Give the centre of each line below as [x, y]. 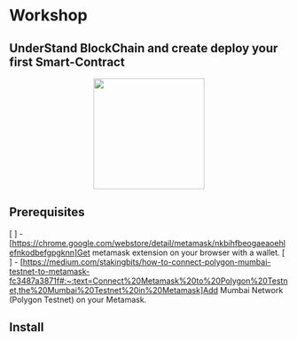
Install [27, 327]
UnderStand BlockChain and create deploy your [144, 48]
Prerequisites [47, 212]
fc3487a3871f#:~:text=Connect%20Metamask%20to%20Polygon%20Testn [148, 281]
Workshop [48, 15]
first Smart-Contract [67, 62]
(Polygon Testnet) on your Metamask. [78, 299]
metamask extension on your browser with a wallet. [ [188, 252]
